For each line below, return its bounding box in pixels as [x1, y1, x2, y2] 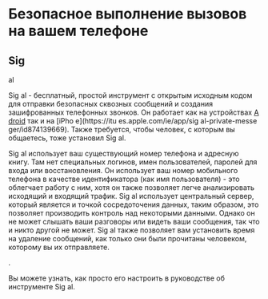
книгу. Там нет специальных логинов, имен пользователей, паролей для [8, 157, 258, 167]
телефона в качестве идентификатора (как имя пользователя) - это [8, 174, 240, 184]
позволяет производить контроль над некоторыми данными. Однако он [8, 208, 255, 217]
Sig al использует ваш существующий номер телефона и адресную [8, 149, 239, 158]
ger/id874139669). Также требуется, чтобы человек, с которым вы [8, 125, 236, 134]
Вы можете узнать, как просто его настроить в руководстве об [8, 273, 226, 283]
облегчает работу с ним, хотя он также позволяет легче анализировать [8, 183, 254, 192]
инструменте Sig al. [8, 282, 76, 291]
